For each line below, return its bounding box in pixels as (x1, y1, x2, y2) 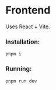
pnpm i (5, 51, 22, 57)
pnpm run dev (5, 78, 37, 84)
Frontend (5, 4, 51, 17)
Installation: (5, 38, 40, 46)
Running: (5, 65, 32, 73)
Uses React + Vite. (5, 23, 50, 30)
